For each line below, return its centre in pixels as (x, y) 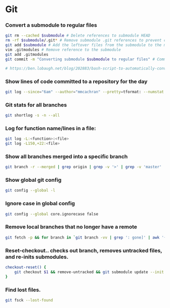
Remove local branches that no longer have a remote (71, 227)
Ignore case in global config (40, 204)
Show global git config (33, 180)
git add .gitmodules (27, 54)
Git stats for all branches (36, 105)
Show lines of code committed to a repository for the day (76, 81)
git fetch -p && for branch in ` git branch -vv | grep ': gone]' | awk (82, 237)
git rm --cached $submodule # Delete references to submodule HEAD (78, 36)
